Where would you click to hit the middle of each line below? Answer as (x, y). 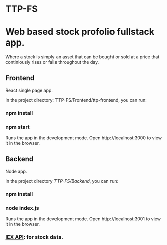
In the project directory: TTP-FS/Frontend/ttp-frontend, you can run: (76, 100)
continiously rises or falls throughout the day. (52, 62)
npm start (18, 127)
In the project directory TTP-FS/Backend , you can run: (62, 181)
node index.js (22, 208)
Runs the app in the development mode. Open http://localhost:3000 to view (84, 138)
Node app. (16, 171)
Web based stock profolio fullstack (80, 32)
